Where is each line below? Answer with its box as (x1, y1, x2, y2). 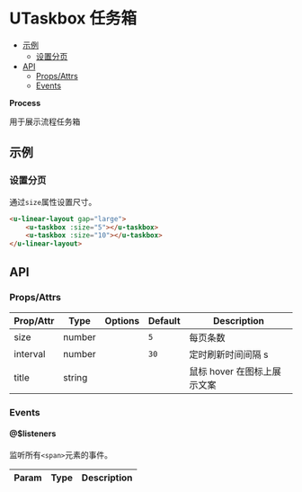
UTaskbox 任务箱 (9, 8, 138, 29)
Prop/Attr (13, 314, 55, 327)
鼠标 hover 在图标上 (189, 365, 272, 378)
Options (104, 314, 140, 327)
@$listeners (9, 428, 57, 439)
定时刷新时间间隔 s (189, 348, 269, 361)
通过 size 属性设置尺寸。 (9, 196, 97, 207)
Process (9, 97, 41, 108)
